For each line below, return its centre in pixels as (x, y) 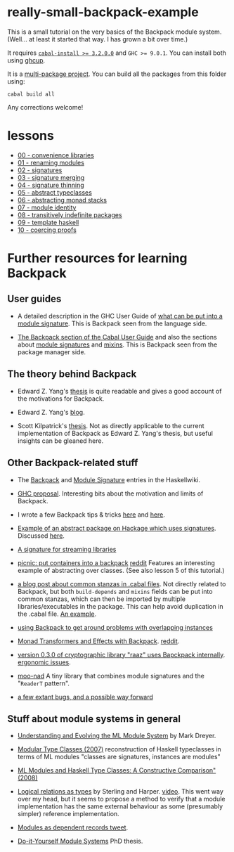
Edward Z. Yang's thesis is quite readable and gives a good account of (119, 391)
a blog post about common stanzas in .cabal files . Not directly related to (122, 583)
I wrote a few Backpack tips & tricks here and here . (91, 515)
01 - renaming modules (51, 162)
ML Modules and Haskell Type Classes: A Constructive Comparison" (117, 770)
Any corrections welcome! (45, 107)
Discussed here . (41, 536)
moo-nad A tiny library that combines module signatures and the (111, 676)
